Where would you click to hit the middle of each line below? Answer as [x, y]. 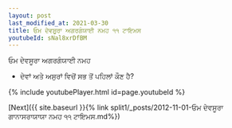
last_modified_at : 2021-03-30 [59, 23]
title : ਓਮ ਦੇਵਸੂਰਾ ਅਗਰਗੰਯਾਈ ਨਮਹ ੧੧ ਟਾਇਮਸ [75, 30]
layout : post [30, 16]
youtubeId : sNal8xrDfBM [48, 38]
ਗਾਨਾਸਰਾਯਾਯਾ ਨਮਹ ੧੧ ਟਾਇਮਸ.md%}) [65, 117]
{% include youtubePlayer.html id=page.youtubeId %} [97, 92]
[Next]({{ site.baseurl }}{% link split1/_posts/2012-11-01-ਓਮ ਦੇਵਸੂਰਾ [116, 107]
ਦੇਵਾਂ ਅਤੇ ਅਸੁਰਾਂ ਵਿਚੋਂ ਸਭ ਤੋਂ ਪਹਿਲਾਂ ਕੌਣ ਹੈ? [77, 76]
